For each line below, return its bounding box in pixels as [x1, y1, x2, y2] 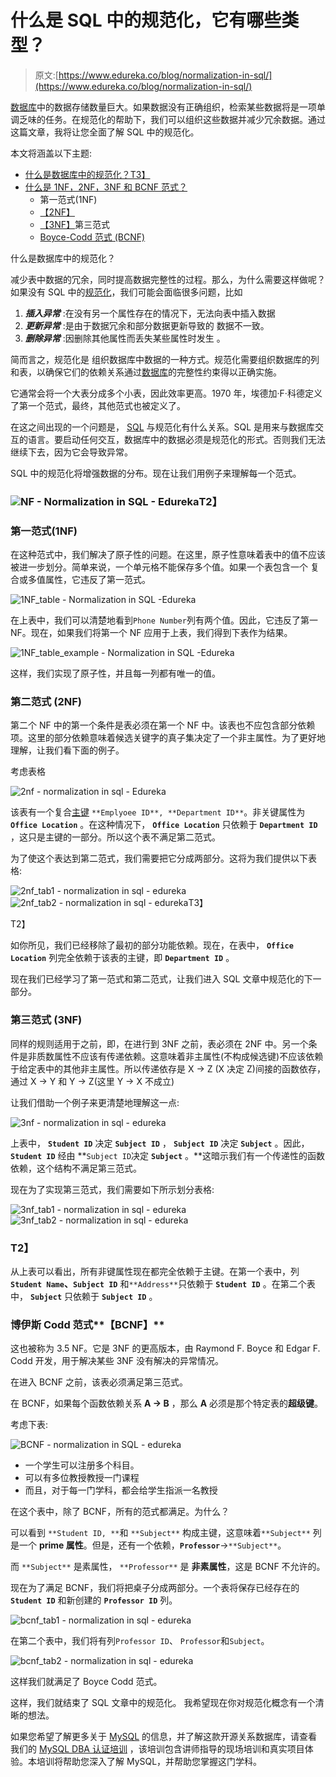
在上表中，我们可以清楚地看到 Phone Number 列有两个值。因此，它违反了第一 [10, 614, 318, 626]
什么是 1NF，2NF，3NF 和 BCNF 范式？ [24, 181, 188, 193]
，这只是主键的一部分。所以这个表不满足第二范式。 [10, 831, 221, 843]
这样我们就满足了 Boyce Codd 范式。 [10, 1676, 163, 1688]
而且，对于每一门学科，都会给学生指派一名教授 [24, 1484, 218, 1496]
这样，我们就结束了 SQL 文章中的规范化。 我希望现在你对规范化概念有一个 [10, 1697, 316, 1709]
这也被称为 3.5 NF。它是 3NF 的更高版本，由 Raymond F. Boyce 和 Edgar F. [10, 1342, 321, 1355]
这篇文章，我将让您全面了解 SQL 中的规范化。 [10, 126, 200, 138]
